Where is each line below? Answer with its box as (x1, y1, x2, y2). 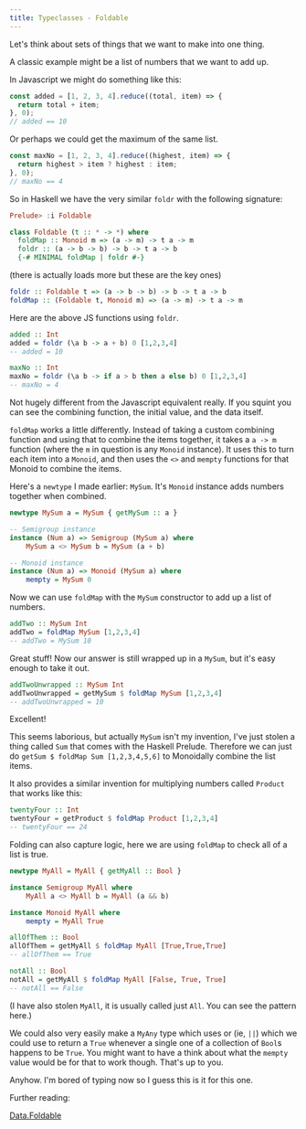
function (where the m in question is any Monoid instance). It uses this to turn (9, 444, 294, 454)
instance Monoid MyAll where (9, 908, 121, 917)
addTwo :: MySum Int (9, 619, 89, 629)
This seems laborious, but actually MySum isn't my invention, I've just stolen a (9, 731, 295, 742)
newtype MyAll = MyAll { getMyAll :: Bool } (9, 867, 182, 876)
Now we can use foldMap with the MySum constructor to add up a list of (9, 591, 272, 603)
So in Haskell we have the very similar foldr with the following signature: (9, 193, 283, 204)
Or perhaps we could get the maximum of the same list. (9, 133, 219, 144)
